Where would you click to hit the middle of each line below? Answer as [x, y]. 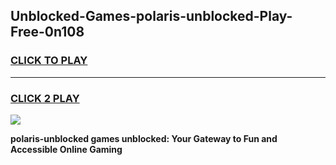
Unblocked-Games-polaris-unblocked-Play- [151, 16]
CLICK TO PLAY [49, 61]
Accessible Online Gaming [66, 149]
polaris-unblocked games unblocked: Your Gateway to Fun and [144, 138]
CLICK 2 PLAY [45, 98]
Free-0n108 [47, 32]
